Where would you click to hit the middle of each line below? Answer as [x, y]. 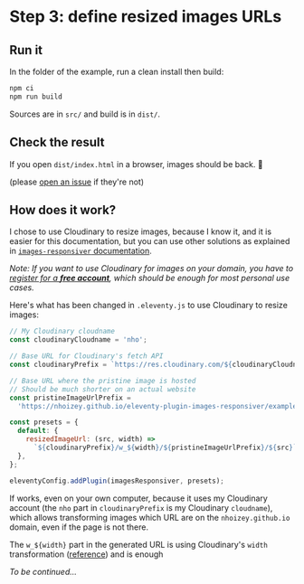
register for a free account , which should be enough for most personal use [150, 278]
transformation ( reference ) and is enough [86, 554]
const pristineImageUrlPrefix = [70, 398]
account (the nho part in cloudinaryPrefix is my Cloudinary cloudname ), [141, 507]
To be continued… [43, 571]
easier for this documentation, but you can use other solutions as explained [150, 241]
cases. [22, 287]
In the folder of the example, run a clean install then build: [117, 71]
